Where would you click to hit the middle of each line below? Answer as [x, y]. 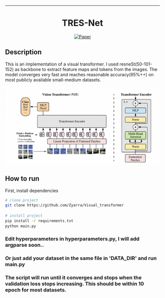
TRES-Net [82, 23]
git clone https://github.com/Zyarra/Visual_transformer [65, 205]
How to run [22, 179]
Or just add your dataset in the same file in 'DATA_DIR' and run [81, 258]
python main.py [21, 226]
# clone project [22, 200]
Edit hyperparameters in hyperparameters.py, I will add [72, 238]
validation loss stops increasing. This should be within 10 [75, 284]
